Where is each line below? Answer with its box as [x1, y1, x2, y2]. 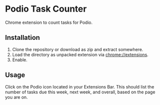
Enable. [12, 57, 28, 63]
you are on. [5, 94, 28, 100]
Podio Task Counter [5, 3, 87, 15]
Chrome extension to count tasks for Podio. [5, 19, 93, 25]
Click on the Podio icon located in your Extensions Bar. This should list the [5, 84, 155, 89]
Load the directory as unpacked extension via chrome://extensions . [12, 52, 149, 57]
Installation [5, 34, 40, 42]
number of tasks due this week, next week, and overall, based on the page [5, 89, 156, 95]
